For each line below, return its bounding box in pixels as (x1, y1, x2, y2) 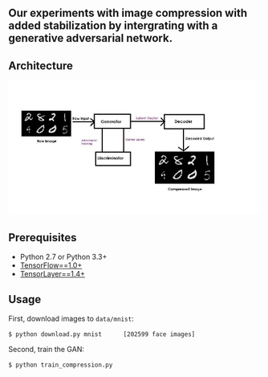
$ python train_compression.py (8, 361, 113, 369)
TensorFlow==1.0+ (19, 260, 83, 270)
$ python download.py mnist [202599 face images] (8, 330, 196, 338)
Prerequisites (8, 231, 77, 244)
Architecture (8, 59, 74, 72)
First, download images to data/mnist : (8, 313, 134, 323)
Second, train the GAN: (8, 344, 84, 354)
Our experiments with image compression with (8, 6, 247, 20)
